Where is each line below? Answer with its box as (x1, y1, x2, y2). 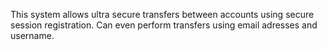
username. (10, 30, 55, 41)
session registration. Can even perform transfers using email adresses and (10, 19, 318, 31)
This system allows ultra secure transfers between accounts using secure (10, 9, 315, 20)
